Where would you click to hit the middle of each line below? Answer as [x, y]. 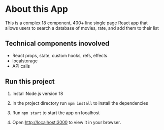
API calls [21, 66]
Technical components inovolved [57, 44]
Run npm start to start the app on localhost [56, 113]
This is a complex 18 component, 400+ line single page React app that [76, 23]
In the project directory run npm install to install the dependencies [80, 103]
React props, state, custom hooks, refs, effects [60, 55]
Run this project [30, 82]
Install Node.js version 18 [37, 93]
